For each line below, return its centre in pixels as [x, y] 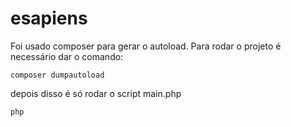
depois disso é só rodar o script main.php [96, 93]
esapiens [49, 18]
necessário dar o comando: [67, 56]
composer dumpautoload [57, 75]
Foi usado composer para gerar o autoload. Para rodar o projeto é [146, 46]
